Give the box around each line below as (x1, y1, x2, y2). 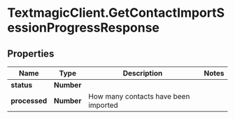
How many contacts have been (88, 92, 190, 101)
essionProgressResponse (7, 20, 159, 36)
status (10, 80, 33, 90)
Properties (7, 48, 55, 59)
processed (10, 96, 48, 106)
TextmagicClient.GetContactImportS (7, 5, 225, 21)
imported (88, 100, 119, 110)
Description (122, 69, 163, 78)
